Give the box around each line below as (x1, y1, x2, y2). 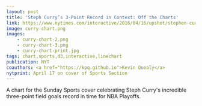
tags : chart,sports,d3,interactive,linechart (6, 53, 122, 59)
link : (6, 20, 20, 26)
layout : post (6, 8, 39, 15)
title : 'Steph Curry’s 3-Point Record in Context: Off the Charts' (6, 14, 179, 20)
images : (6, 31, 26, 37)
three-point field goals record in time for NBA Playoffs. (6, 93, 141, 100)
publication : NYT (6, 59, 50, 65)
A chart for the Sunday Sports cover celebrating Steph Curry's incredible (6, 86, 187, 93)
